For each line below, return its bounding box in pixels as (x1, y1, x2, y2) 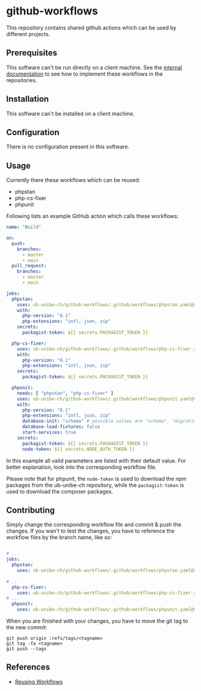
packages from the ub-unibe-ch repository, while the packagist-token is (6, 481, 184, 489)
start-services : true (22, 429, 77, 436)
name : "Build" (6, 224, 42, 231)
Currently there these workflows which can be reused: (6, 177, 141, 184)
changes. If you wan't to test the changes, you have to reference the (6, 527, 175, 535)
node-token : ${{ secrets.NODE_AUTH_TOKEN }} (22, 446, 135, 452)
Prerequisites (6, 48, 57, 58)
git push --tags (6, 646, 47, 652)
